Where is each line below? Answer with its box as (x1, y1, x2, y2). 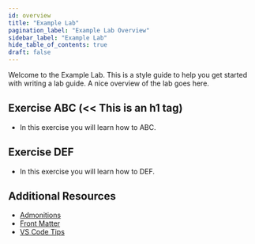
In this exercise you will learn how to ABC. (19, 122, 156, 132)
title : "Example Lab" (8, 19, 80, 27)
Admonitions (19, 211, 62, 220)
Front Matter (19, 219, 61, 228)
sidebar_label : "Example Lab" (8, 33, 108, 42)
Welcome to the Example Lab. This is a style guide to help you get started (8, 71, 247, 79)
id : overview (8, 11, 51, 20)
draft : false (8, 48, 51, 56)
